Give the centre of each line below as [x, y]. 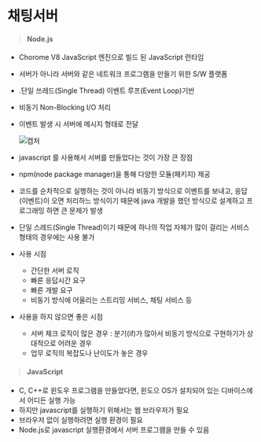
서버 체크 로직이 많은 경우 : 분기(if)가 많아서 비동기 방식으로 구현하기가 [138, 333]
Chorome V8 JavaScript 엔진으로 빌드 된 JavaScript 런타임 [111, 57]
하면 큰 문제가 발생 [75, 211]
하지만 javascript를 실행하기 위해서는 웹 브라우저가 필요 [104, 410]
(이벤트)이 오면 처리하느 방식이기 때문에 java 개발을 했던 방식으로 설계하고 [132, 201]
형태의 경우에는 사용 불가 [57, 238]
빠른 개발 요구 [51, 290]
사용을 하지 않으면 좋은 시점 [61, 317]
